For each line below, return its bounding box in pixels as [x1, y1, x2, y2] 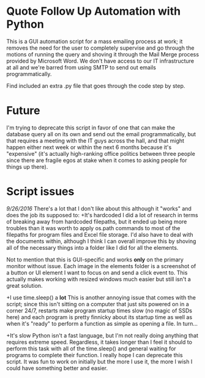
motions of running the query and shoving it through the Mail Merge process [6, 50, 199, 58]
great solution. [6, 282, 43, 289]
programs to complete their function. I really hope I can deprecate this [6, 351, 183, 358]
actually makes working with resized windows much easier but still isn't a [6, 275, 191, 283]
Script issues [6, 185, 75, 199]
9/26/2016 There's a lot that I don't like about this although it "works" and [6, 204, 192, 212]
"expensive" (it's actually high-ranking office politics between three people [6, 150, 196, 157]
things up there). [6, 163, 48, 170]
